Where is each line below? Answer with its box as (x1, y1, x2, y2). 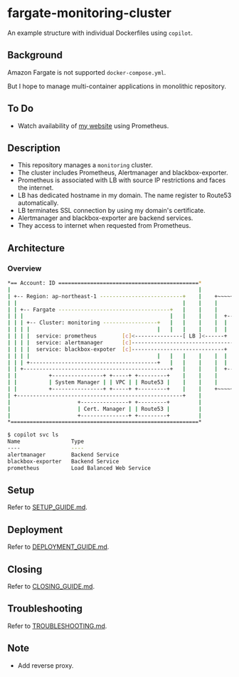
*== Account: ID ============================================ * (7, 280, 202, 287)
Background (7, 49, 63, 61)
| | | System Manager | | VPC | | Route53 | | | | (7, 379, 218, 386)
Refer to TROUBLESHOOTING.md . (7, 621, 107, 630)
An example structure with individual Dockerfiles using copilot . (7, 28, 193, 37)
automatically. (17, 199, 59, 207)
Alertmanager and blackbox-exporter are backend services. (17, 214, 193, 222)
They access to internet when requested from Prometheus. (17, 221, 191, 230)
